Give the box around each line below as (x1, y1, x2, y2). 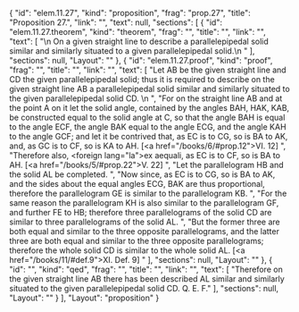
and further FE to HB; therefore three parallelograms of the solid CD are (9, 207, 272, 217)
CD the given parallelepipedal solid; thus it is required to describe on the (9, 74, 275, 84)
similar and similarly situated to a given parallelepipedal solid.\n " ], (9, 46, 255, 56)
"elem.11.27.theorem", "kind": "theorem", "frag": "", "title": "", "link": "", (9, 27, 266, 37)
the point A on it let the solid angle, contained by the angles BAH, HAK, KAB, (9, 103, 290, 113)
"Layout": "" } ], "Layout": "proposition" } (9, 292, 160, 303)
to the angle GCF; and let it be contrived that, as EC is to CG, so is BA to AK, (9, 131, 288, 141)
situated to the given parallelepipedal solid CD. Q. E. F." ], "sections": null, (9, 283, 279, 293)
